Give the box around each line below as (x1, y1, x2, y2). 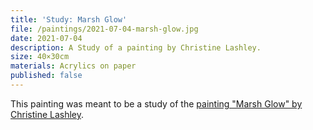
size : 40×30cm (10, 52, 70, 62)
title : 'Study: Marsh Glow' (10, 14, 128, 25)
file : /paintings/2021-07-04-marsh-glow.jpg (10, 24, 199, 34)
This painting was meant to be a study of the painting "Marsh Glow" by (10, 97, 303, 110)
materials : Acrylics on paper (10, 61, 137, 71)
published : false (10, 71, 83, 81)
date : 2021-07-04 (10, 33, 83, 43)
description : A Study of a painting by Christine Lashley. (10, 42, 262, 53)
